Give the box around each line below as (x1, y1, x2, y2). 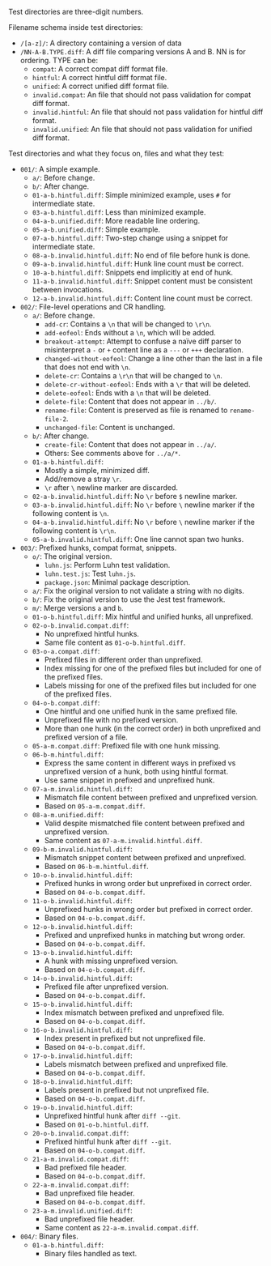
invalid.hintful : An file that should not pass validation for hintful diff (32, 107, 264, 117)
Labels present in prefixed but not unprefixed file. (44, 1085, 210, 1094)
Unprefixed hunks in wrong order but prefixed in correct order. (44, 905, 253, 914)
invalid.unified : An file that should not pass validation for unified (32, 125, 252, 134)
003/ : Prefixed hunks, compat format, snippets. (19, 543, 177, 552)
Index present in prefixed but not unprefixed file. (44, 1034, 206, 1043)
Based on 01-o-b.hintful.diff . (44, 1119, 150, 1129)
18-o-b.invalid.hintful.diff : (32, 1076, 133, 1086)
